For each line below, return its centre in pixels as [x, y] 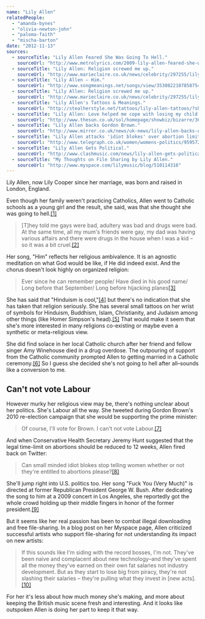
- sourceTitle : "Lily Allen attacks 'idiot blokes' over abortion [98, 137]
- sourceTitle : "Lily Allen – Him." [58, 80]
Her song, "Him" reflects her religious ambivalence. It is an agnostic [92, 257]
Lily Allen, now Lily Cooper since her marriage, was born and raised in [94, 182]
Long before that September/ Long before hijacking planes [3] [98, 288]
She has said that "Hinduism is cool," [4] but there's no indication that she [98, 300]
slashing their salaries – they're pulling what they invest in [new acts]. [109, 578]
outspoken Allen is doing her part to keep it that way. [73, 610]
